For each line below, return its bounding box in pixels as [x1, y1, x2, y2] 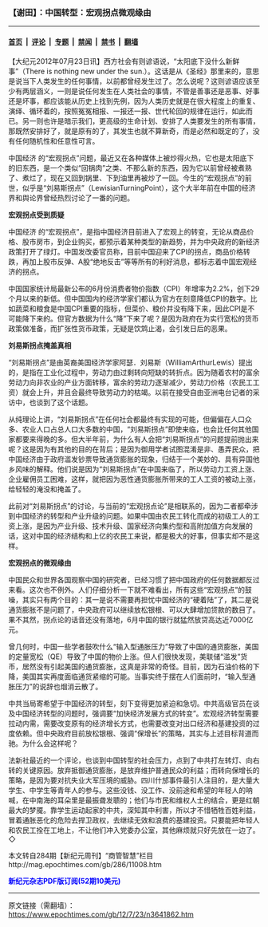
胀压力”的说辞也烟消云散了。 [8, 681, 103, 691]
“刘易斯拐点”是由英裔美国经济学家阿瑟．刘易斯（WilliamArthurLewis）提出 [8, 357, 253, 367]
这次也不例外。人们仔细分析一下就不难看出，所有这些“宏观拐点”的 [29, 585, 246, 594]
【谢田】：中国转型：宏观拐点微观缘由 [8, 6, 152, 18]
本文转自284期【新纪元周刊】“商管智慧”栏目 [8, 850, 154, 860]
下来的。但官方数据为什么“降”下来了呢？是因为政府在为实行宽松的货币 [29, 314, 259, 323]
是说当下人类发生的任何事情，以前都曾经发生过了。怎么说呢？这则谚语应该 [8, 76, 253, 85]
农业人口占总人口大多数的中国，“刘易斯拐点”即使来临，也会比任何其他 [22, 424, 253, 434]
